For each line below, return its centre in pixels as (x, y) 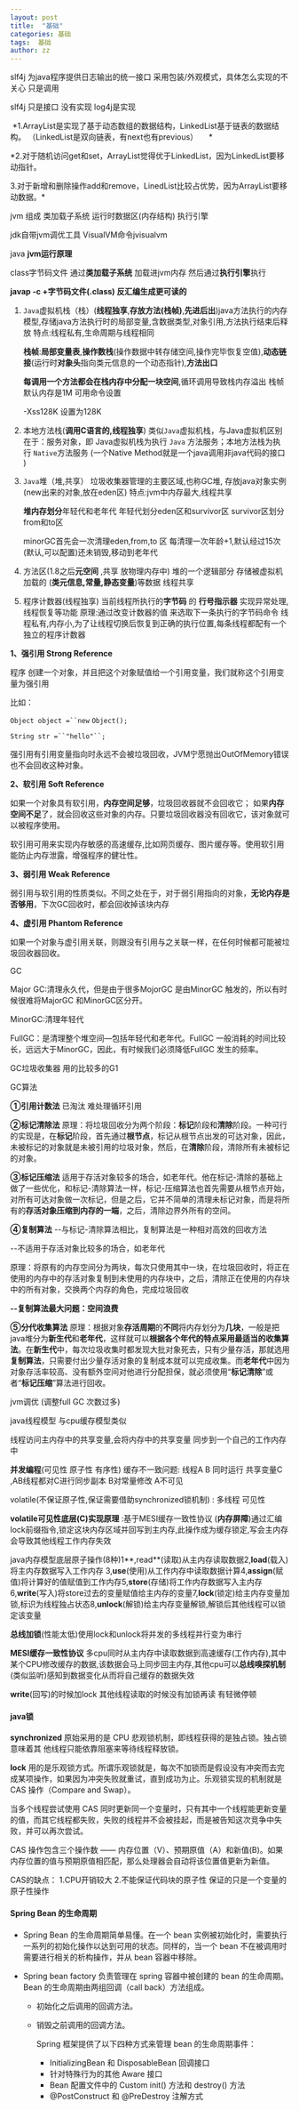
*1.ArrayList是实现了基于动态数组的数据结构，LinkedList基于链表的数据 (142, 126)
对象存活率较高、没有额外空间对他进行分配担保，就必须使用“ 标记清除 (136, 1372)
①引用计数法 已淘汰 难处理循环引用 (76, 1106)
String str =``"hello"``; (58, 737)
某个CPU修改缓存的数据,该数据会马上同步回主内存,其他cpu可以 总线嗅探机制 (148, 1664)
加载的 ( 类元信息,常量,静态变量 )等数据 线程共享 (108, 583)
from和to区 (43, 522)
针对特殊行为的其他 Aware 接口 (106, 2074)
